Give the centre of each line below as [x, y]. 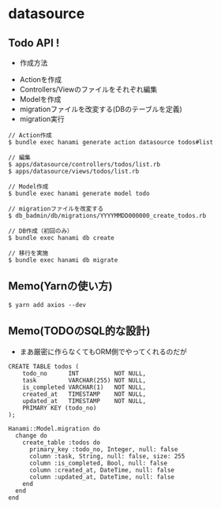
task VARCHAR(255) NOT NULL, [84, 380]
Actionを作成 [41, 79]
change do [31, 435]
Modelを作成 [40, 99]
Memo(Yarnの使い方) [60, 286]
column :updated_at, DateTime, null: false [102, 477]
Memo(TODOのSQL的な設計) [79, 331]
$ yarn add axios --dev [47, 304]
